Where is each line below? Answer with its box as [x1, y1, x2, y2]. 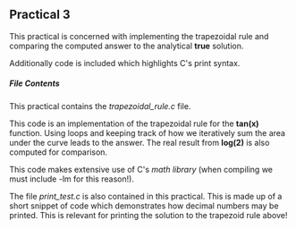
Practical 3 [9, 7, 71, 22]
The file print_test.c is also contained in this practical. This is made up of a [9, 191, 283, 201]
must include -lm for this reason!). [9, 174, 134, 184]
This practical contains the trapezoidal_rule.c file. [9, 100, 191, 111]
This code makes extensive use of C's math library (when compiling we [9, 164, 273, 174]
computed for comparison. [9, 147, 108, 157]
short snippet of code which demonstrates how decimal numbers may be [9, 200, 279, 211]
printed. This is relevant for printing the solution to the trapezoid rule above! [9, 209, 288, 220]
